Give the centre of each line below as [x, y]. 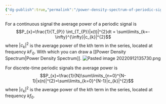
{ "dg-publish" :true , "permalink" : [40, 10]
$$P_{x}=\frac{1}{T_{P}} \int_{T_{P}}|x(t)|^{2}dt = [66, 31]
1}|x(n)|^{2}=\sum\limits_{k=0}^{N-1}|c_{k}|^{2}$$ [83, 81]
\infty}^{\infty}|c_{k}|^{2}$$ [83, 37]
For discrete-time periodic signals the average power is [61, 68]
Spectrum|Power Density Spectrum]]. [43, 58]
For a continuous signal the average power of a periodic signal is [71, 24]
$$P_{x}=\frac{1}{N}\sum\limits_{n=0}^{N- [83, 75]
